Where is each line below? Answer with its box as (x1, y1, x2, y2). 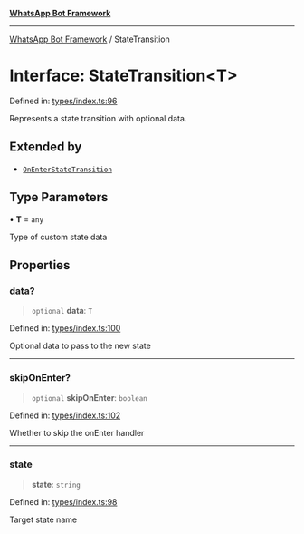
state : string (31, 479, 81, 490)
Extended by (9, 140, 82, 155)
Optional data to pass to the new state (9, 340, 151, 352)
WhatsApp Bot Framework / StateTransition (9, 34, 170, 44)
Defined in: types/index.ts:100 (9, 323, 121, 334)
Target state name (9, 514, 78, 525)
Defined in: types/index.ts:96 (9, 95, 118, 106)
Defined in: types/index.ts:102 (9, 410, 121, 421)
